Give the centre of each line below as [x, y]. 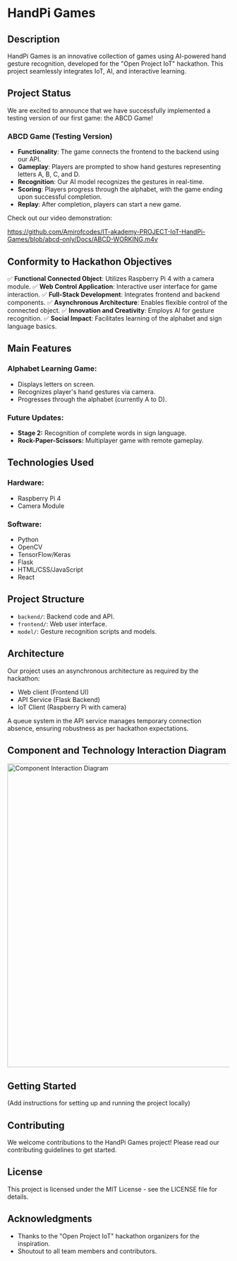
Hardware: [26, 483]
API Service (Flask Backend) [59, 699]
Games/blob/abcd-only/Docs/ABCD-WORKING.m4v [83, 239]
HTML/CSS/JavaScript [50, 569]
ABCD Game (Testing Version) [60, 136]
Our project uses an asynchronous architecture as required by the [103, 671]
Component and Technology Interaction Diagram [117, 750]
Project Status [39, 93]
